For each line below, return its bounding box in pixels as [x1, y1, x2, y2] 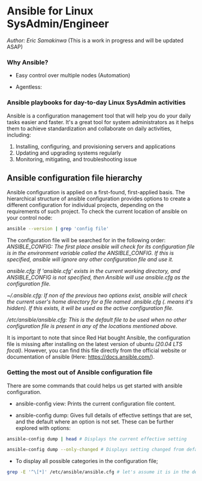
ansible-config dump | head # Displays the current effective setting [7, 436, 187, 442]
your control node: [7, 214, 53, 221]
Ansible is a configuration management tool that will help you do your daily [7, 112, 191, 119]
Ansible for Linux [7, 4, 94, 18]
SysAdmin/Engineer [7, 17, 110, 31]
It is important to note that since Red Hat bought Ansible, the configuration [7, 334, 191, 341]
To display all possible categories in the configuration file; [15, 458, 158, 465]
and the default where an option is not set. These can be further [15, 418, 174, 425]
